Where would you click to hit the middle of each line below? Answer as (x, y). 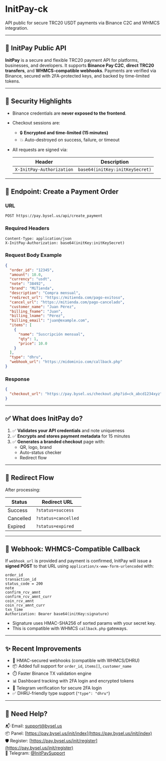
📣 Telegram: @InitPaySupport (35, 753)
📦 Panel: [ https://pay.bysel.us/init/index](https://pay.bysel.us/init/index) (79, 733)
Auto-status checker (41, 452)
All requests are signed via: (40, 150)
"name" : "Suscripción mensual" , (51, 334)
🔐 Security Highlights (39, 101)
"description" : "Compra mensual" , (45, 293)
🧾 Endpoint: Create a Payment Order (62, 191)
